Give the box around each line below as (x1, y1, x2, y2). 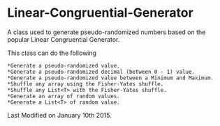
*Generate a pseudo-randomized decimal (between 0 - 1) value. (7, 68, 196, 75)
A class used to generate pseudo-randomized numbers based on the (7, 28, 206, 36)
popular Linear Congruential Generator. (7, 35, 120, 43)
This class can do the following (7, 49, 96, 57)
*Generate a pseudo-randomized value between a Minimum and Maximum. (7, 74, 214, 81)
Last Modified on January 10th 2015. (7, 111, 112, 119)
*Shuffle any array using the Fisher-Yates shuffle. (7, 80, 164, 88)
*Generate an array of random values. (7, 93, 120, 100)
